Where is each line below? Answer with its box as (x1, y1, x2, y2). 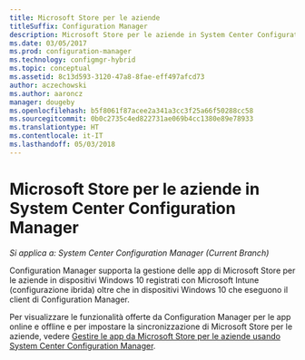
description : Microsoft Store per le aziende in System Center (9, 30, 254, 39)
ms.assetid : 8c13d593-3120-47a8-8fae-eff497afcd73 (9, 73, 205, 82)
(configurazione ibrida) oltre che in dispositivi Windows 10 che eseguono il (9, 284, 289, 295)
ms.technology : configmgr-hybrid (9, 55, 136, 64)
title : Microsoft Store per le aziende (9, 13, 161, 23)
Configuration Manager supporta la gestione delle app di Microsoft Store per (9, 265, 296, 276)
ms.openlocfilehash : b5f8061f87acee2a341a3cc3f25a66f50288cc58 (9, 106, 254, 115)
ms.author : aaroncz (9, 89, 84, 98)
